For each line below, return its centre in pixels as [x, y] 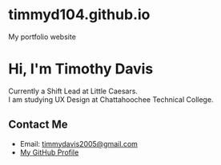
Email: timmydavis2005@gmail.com [79, 143]
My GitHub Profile [49, 152]
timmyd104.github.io [79, 15]
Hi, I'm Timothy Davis [81, 69]
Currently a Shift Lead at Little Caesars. [73, 91]
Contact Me [38, 125]
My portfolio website [42, 37]
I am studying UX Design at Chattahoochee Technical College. [111, 99]
